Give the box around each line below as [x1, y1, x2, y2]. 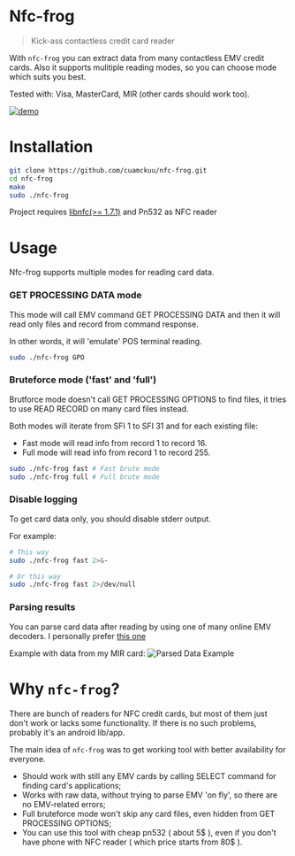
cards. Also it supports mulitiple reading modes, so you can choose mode [9, 62, 277, 73]
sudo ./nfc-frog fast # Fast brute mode [9, 464, 161, 473]
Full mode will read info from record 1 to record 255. [21, 447, 211, 458]
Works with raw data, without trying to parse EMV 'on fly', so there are [21, 790, 278, 800]
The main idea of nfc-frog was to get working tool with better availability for [9, 744, 286, 754]
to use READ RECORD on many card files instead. [9, 403, 189, 413]
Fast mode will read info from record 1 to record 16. [21, 437, 208, 448]
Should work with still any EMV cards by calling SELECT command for [21, 770, 276, 781]
